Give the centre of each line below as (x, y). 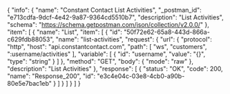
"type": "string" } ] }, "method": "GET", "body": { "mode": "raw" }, (100, 61)
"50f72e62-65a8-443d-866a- (167, 32)
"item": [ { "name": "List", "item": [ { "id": (65, 32)
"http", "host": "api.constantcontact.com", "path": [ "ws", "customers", (107, 47)
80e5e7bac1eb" (29, 83)
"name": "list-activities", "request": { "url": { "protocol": (134, 39)
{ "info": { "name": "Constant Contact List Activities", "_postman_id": (104, 10)
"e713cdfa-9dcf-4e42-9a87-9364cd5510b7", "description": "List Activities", (115, 17)
